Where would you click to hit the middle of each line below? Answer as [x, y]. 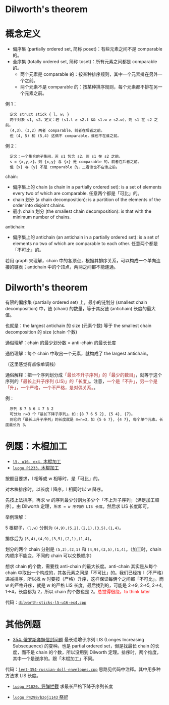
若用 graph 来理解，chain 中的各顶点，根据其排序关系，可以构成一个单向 [81, 261]
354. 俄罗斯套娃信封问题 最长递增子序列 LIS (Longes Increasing [78, 639]
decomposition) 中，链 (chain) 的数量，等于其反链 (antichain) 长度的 [76, 309]
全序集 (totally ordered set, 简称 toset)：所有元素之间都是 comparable [85, 62]
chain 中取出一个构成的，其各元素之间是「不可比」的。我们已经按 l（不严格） [84, 573]
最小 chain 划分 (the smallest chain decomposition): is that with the [82, 211]
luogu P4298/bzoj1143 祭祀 [40, 697]
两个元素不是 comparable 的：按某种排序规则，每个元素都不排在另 [89, 87]
